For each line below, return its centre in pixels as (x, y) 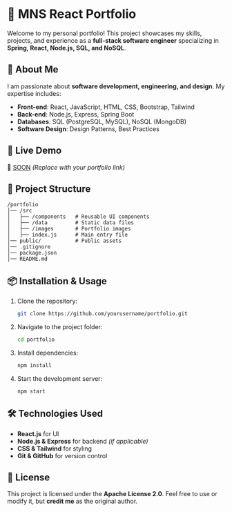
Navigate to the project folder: (60, 327)
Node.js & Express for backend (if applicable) (83, 441)
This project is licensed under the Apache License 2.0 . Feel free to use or (112, 494)
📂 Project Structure (49, 189)
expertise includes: (34, 93)
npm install (34, 365)
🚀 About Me (33, 69)
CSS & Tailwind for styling (54, 449)
